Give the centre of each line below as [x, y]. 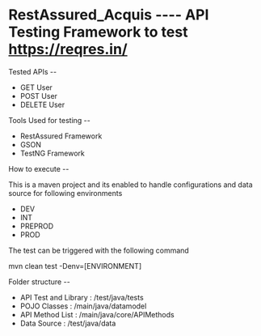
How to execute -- [39, 168]
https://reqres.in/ [68, 49]
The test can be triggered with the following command [99, 250]
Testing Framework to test [98, 32]
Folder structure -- [39, 282]
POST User [39, 96]
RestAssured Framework [61, 136]
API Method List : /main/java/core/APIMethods [97, 314]
